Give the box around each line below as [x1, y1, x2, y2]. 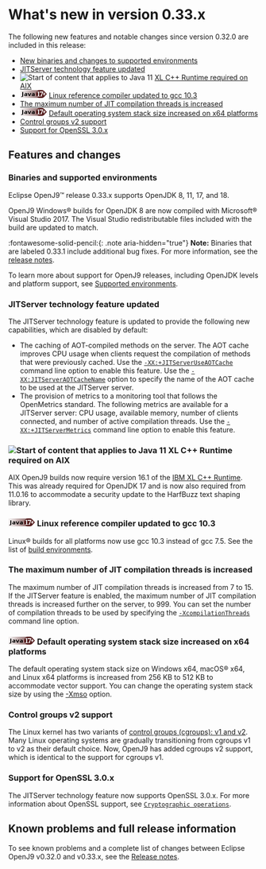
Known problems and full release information [8, 822, 237, 836]
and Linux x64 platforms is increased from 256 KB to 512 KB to [8, 673, 214, 682]
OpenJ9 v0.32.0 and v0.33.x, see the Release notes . [8, 852, 180, 861]
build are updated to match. [8, 223, 99, 232]
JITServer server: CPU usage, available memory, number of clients [19, 408, 239, 417]
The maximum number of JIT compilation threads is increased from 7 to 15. [8, 582, 254, 592]
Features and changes [8, 149, 121, 162]
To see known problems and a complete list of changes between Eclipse [8, 843, 245, 852]
